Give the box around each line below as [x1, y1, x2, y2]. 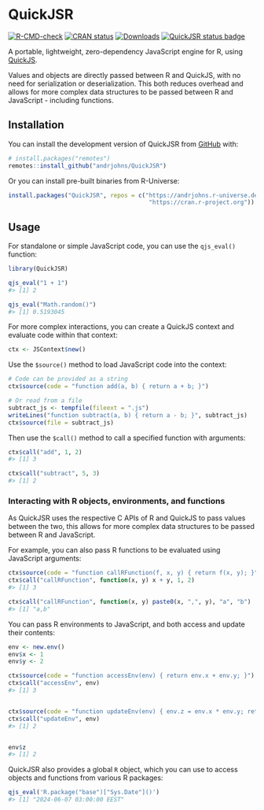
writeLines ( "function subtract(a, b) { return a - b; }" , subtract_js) [8, 411, 247, 419]
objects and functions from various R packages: [8, 773, 163, 782]
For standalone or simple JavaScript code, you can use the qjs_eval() [8, 242, 236, 251]
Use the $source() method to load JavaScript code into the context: [8, 360, 227, 369]
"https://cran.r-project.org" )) [148, 198, 255, 206]
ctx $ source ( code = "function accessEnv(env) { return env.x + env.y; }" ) [8, 671, 255, 680]
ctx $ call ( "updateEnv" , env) [8, 715, 101, 723]
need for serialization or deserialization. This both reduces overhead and [8, 79, 244, 88]
